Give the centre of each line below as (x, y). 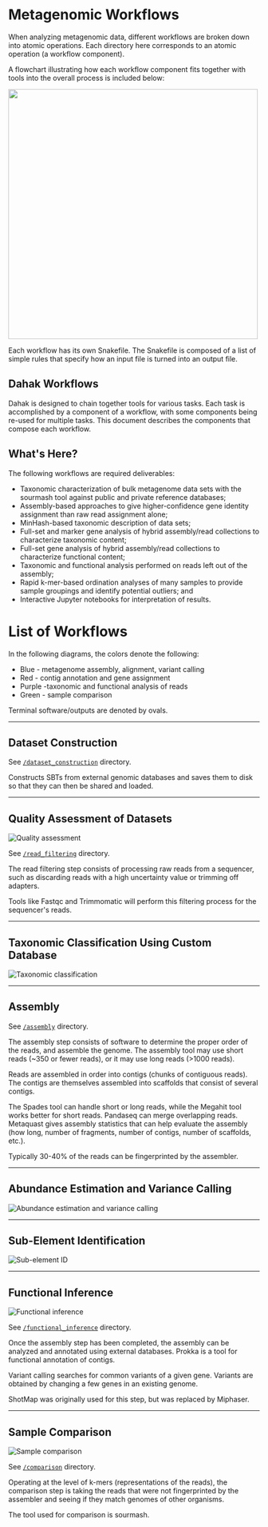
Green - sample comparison (66, 694)
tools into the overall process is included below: (87, 78)
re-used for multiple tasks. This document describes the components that (130, 420)
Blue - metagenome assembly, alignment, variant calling (112, 669)
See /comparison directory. (52, 1467)
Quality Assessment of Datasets (91, 819)
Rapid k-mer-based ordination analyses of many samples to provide (131, 582)
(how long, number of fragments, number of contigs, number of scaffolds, (130, 1132)
